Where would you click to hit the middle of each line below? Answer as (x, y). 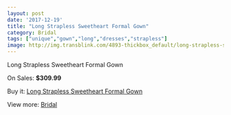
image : (16, 45)
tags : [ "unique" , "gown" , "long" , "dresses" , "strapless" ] (87, 39)
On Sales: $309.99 (34, 78)
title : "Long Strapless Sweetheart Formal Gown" (78, 26)
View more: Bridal (32, 104)
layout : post (26, 13)
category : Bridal (32, 33)
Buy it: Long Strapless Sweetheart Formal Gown (75, 91)
